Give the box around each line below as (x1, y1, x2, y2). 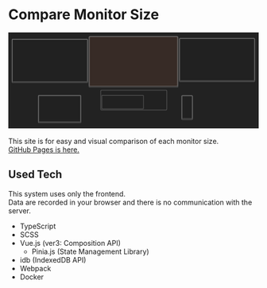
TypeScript (19, 221, 56, 231)
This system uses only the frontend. (8, 189, 126, 198)
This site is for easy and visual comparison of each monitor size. (8, 136, 219, 146)
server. (8, 205, 32, 216)
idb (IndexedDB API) (19, 255, 87, 264)
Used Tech (8, 168, 63, 181)
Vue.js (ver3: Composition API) (19, 238, 122, 247)
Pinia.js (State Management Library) (31, 247, 149, 256)
